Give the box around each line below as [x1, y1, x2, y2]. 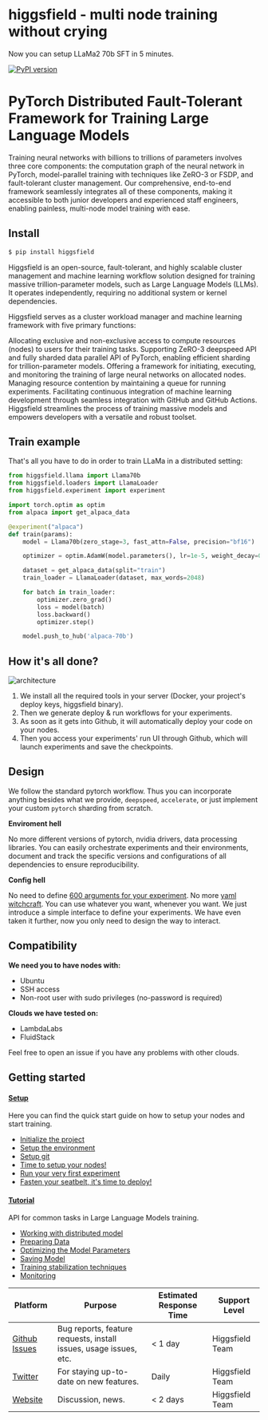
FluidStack [19, 1032, 55, 1042]
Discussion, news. [57, 1394, 125, 1406]
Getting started [8, 1071, 86, 1085]
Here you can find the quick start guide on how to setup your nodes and [8, 1111, 246, 1121]
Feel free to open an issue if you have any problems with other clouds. [8, 1047, 239, 1057]
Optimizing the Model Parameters [19, 1245, 131, 1255]
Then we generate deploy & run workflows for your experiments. [19, 708, 233, 718]
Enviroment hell [8, 818, 62, 828]
